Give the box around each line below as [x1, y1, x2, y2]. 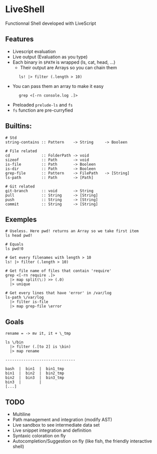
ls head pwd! [5, 233, 33, 238]
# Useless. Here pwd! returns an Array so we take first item [5, 229, 139, 234]
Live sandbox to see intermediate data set [12, 422, 100, 428]
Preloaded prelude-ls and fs [12, 102, 73, 108]
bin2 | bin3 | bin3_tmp [5, 375, 65, 380]
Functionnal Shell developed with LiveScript [5, 20, 96, 26]
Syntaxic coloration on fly [12, 433, 66, 438]
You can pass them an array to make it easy [12, 83, 104, 89]
